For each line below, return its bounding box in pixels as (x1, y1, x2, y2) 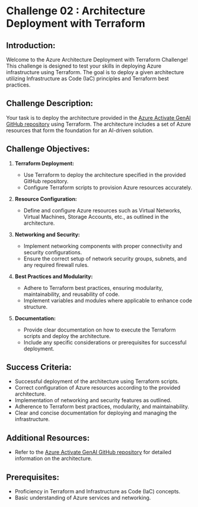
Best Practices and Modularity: (14, 273, 93, 280)
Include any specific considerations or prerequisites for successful (23, 339, 187, 346)
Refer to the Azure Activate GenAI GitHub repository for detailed (14, 449, 172, 456)
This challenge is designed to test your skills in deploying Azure (6, 62, 162, 69)
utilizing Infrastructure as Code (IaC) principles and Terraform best (6, 75, 169, 82)
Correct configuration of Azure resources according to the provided (14, 384, 181, 391)
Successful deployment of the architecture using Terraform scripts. (14, 378, 180, 385)
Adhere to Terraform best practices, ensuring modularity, (23, 284, 163, 291)
